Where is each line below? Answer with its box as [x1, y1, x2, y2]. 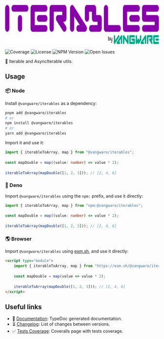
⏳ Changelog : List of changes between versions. [12, 321, 111, 327]
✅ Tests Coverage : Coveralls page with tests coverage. [12, 328, 123, 334]
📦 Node [5, 87, 25, 94]
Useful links [5, 302, 42, 311]
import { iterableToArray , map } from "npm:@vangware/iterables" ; [5, 203, 143, 208]
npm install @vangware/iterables [5, 120, 73, 126]
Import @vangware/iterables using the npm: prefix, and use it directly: [5, 193, 143, 199]
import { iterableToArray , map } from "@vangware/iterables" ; [5, 150, 134, 155]
